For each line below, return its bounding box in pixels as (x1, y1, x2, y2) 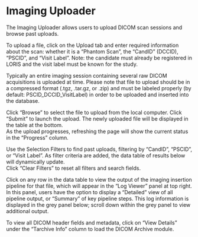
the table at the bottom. (6, 121, 63, 128)
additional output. (6, 207, 49, 214)
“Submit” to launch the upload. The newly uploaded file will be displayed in (6, 115, 189, 122)
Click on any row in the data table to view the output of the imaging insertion (6, 176, 192, 183)
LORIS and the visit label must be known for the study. (6, 61, 138, 68)
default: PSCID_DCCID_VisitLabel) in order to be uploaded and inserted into (6, 91, 189, 98)
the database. (6, 97, 40, 105)
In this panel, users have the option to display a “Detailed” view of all (6, 188, 173, 195)
